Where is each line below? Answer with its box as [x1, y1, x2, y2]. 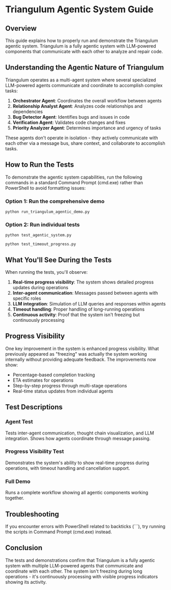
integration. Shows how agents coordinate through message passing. [5, 435, 151, 441]
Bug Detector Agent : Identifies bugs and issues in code [12, 114, 130, 120]
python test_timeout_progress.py [5, 242, 76, 247]
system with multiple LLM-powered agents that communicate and [5, 562, 143, 569]
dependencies [12, 108, 43, 115]
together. [5, 495, 24, 501]
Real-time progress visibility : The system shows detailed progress [12, 279, 154, 285]
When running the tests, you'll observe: [5, 269, 88, 275]
